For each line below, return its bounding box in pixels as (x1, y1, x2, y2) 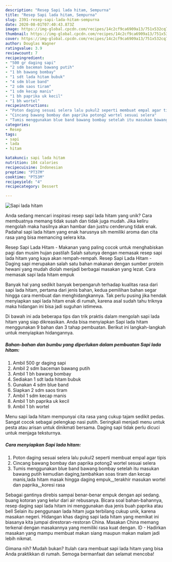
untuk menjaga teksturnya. (5, 430, 62, 436)
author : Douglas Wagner (5, 41, 56, 46)
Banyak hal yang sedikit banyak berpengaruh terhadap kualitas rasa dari (5, 282, 158, 288)
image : (5, 27, 19, 32)
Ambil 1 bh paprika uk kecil (12, 398, 70, 404)
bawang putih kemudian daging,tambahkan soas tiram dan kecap (12, 471, 151, 477)
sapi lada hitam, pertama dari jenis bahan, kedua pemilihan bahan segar (5, 287, 157, 293)
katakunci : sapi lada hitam (5, 155, 66, 161)
